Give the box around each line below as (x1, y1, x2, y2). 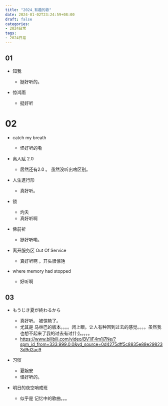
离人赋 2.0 (12, 155, 34, 161)
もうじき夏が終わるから (12, 307, 61, 313)
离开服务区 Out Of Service (12, 247, 66, 253)
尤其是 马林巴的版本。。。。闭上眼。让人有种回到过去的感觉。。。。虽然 (19, 324, 157, 330)
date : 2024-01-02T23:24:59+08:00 (5, 12, 75, 17)
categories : (5, 21, 30, 27)
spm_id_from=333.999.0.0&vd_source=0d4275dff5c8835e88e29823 (19, 341, 163, 347)
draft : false (5, 17, 32, 22)
